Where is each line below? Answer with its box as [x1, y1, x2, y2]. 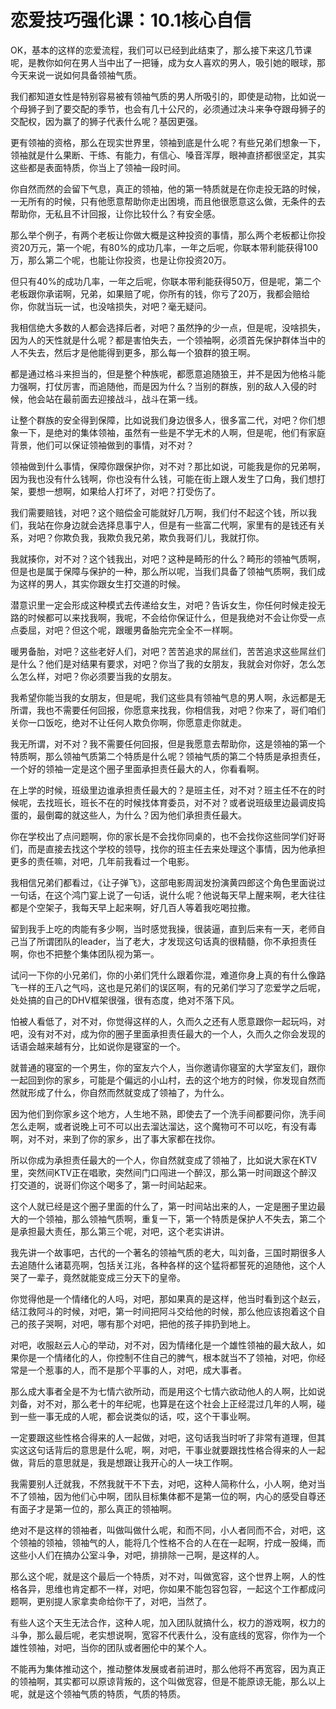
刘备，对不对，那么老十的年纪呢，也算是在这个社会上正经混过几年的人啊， [10, 1397, 317, 1410]
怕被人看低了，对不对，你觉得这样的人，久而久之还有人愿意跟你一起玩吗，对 [10, 1015, 326, 1027]
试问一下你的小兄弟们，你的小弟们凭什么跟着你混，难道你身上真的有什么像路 [10, 969, 326, 981]
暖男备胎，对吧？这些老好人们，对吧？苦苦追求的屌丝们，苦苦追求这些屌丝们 [10, 645, 326, 657]
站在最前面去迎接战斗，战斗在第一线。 [44, 392, 203, 405]
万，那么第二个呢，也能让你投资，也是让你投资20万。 [10, 254, 232, 266]
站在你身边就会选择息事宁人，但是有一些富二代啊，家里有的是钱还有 [36, 519, 317, 531]
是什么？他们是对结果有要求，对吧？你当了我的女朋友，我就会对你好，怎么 [10, 657, 317, 670]
